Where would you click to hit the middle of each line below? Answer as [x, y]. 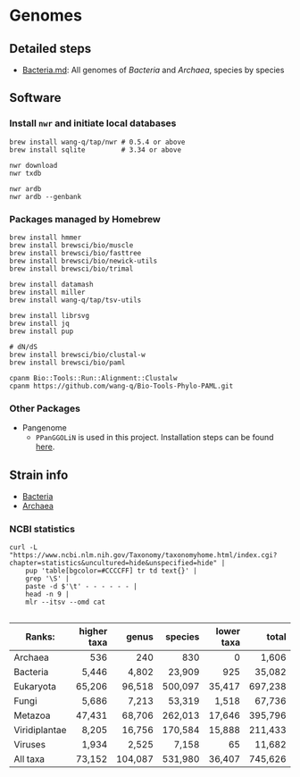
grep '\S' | [47, 579]
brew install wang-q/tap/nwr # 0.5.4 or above [97, 142]
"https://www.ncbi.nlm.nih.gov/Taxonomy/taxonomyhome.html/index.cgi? [143, 556]
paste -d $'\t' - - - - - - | [82, 587]
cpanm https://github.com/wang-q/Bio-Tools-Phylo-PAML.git [121, 386]
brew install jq [39, 323]
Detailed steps [50, 49]
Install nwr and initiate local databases [93, 123]
